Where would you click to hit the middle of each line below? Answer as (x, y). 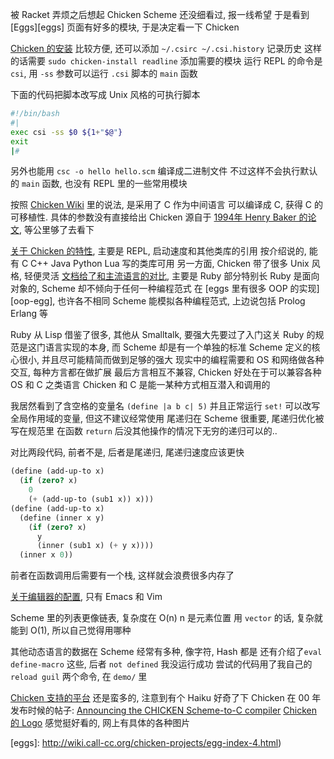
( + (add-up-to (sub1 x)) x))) (91, 499)
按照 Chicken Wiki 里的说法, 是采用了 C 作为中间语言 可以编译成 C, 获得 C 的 (167, 205)
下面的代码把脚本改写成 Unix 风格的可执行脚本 (105, 94)
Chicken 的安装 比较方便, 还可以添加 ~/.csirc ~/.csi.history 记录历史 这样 (166, 48)
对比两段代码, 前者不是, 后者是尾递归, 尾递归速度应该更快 (127, 452)
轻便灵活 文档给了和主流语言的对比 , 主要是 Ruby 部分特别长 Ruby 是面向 (171, 276)
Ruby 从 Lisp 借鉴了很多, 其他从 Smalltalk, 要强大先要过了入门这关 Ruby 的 (163, 335)
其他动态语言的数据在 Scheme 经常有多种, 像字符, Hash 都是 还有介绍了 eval (166, 652)
